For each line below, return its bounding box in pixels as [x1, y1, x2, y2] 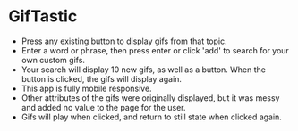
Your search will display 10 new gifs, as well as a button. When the [21, 64, 266, 75]
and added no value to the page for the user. [21, 102, 186, 112]
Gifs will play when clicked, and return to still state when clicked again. [21, 111, 283, 122]
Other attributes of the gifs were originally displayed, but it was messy [21, 92, 280, 103]
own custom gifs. [21, 54, 86, 65]
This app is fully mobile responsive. [21, 83, 153, 94]
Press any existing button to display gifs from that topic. [21, 36, 227, 46]
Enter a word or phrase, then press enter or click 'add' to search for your [21, 45, 290, 55]
